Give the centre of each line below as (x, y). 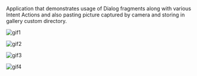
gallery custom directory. (37, 21)
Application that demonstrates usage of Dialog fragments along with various (99, 9)
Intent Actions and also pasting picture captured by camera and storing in (96, 15)
